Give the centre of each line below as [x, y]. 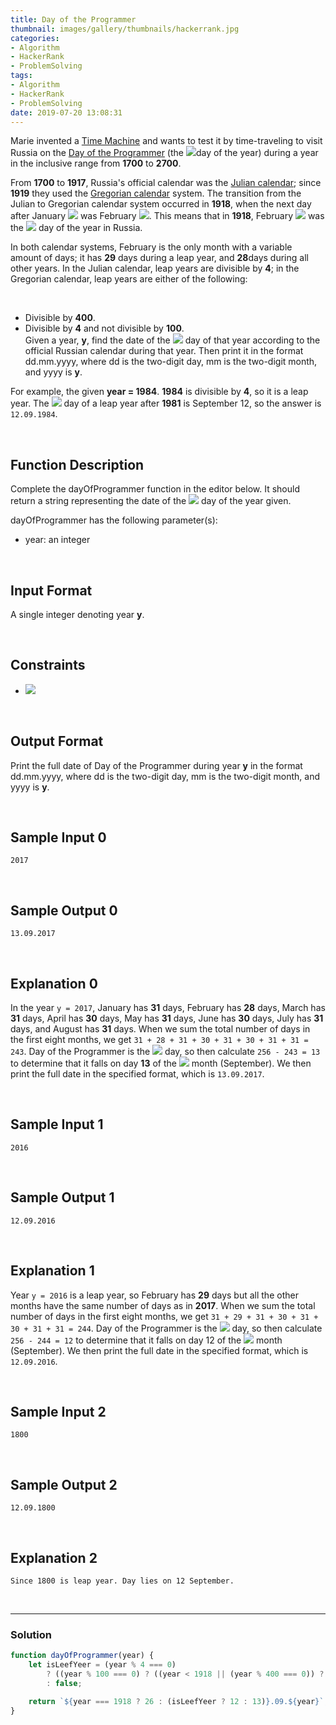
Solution [31, 1634]
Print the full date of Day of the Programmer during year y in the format [156, 765]
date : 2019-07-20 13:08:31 [66, 112]
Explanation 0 [54, 983]
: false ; [64, 1683]
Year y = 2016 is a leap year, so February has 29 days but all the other [154, 1295]
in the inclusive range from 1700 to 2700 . [96, 163]
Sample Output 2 [64, 1484]
